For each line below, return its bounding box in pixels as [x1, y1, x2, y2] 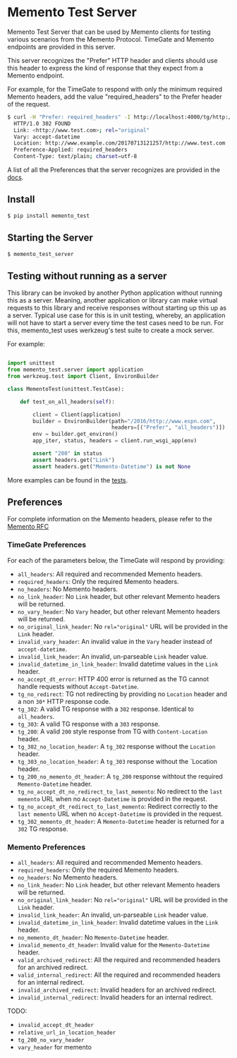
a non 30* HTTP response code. [17, 697, 111, 705]
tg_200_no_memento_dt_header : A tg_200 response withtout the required [17, 772, 224, 780]
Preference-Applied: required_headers [13, 146, 128, 154]
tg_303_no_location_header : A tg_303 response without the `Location [17, 757, 217, 765]
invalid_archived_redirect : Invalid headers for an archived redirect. [17, 985, 217, 995]
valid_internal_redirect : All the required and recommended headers [17, 971, 221, 979]
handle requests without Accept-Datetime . [17, 682, 139, 691]
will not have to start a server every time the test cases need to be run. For [7, 319, 224, 327]
